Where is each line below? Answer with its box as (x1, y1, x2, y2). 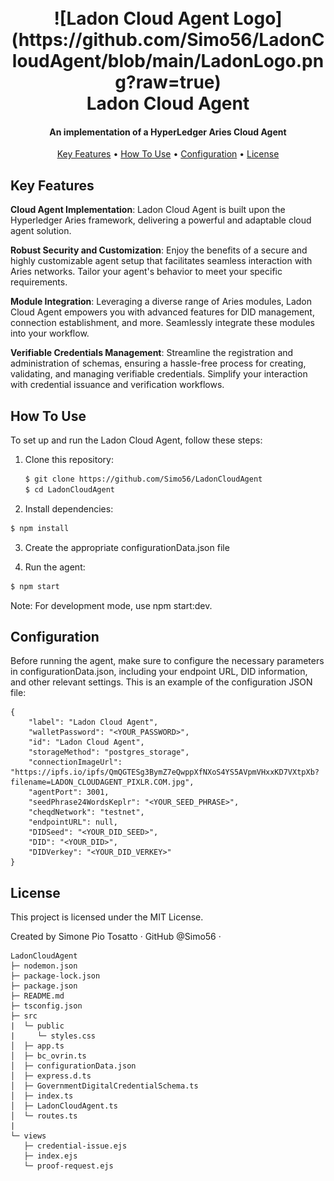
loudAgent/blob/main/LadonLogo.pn (11, 50, 325, 73)
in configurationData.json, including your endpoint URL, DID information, (10, 666, 308, 678)
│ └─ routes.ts (10, 1111, 78, 1121)
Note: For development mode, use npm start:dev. (10, 599, 213, 611)
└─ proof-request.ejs (23, 1161, 114, 1171)
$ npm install (10, 523, 70, 533)
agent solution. (10, 225, 72, 237)
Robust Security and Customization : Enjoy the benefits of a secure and (10, 244, 308, 256)
